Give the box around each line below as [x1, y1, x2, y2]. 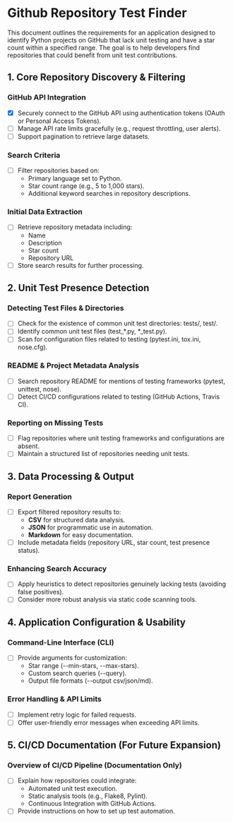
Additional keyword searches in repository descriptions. [28, 189, 191, 198]
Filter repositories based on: [17, 166, 100, 175]
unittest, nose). [17, 384, 62, 393]
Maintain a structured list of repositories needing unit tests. [17, 450, 189, 458]
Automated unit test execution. [28, 785, 118, 793]
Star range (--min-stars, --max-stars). [28, 662, 139, 670]
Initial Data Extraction [7, 207, 83, 217]
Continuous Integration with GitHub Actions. [28, 799, 157, 808]
